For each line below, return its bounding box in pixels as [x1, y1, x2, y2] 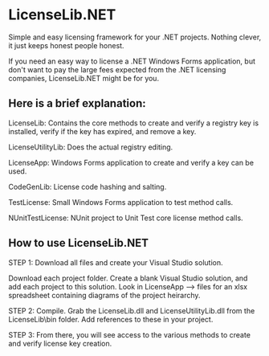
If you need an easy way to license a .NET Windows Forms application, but [8, 56, 255, 66]
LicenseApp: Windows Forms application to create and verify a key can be [8, 158, 255, 167]
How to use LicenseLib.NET [8, 236, 149, 250]
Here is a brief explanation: [8, 96, 146, 110]
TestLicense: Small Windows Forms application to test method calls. [8, 197, 234, 207]
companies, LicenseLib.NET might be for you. [8, 73, 159, 83]
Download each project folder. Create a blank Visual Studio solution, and [8, 273, 248, 283]
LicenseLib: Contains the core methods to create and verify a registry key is [8, 118, 259, 128]
